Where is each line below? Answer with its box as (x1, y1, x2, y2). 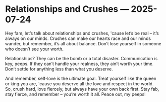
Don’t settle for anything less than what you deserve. (5, 66, 113, 72)
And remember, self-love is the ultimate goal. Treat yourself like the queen (5, 75, 157, 81)
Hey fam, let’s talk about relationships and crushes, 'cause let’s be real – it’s (5, 30, 159, 36)
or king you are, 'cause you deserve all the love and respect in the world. (5, 80, 154, 87)
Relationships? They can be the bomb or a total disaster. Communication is (5, 55, 158, 61)
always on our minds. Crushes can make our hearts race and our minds (5, 35, 151, 41)
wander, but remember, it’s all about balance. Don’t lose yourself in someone (5, 40, 162, 46)
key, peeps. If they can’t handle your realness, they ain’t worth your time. (5, 61, 154, 67)
